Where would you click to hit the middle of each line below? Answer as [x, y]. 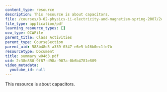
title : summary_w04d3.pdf [32, 56]
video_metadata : [22, 65]
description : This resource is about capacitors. [58, 14]
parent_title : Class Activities [39, 38]
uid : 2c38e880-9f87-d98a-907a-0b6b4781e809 [51, 61]
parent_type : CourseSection [34, 42]
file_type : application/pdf [34, 24]
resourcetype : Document [30, 51]
